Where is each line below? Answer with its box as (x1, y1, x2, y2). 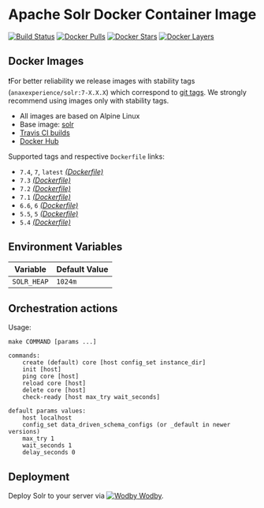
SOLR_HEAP (12, 277, 49, 286)
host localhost (22, 414, 73, 422)
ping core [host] (22, 373, 80, 381)
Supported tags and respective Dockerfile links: (8, 152, 165, 161)
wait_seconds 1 (22, 442, 73, 450)
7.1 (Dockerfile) (19, 192, 71, 201)
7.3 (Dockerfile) (19, 175, 71, 185)
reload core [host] (22, 379, 87, 388)
